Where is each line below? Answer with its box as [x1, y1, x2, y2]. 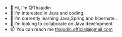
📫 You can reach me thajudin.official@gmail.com [10, 26, 113, 32]
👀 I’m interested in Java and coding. [10, 10, 85, 16]
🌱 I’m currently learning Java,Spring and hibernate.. [10, 15, 117, 21]
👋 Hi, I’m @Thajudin [10, 5, 51, 10]
